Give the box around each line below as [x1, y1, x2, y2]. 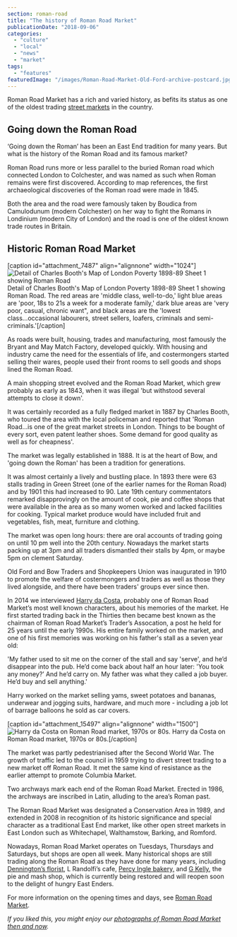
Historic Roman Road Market [7, 242, 136, 254]
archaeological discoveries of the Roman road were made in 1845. [7, 186, 200, 194]
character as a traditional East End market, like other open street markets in [7, 821, 226, 829]
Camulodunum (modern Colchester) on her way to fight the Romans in [7, 207, 212, 216]
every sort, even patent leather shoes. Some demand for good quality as [7, 430, 218, 438]
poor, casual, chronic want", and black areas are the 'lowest [7, 307, 181, 314]
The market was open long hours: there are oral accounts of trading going [7, 531, 223, 539]
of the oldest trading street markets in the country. [7, 103, 154, 112]
